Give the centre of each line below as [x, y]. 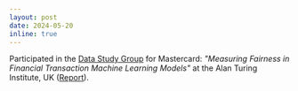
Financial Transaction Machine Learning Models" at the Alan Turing [133, 68]
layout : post [33, 17]
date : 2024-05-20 [41, 26]
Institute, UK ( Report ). [49, 78]
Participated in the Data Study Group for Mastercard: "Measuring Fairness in [149, 59]
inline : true [33, 34]
